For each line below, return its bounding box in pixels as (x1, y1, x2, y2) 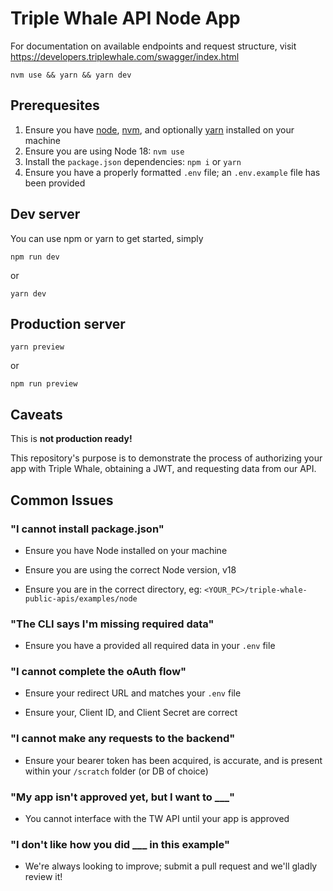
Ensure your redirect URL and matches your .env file (24, 687, 242, 699)
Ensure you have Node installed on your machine (24, 544, 228, 556)
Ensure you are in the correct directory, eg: (24, 583, 203, 595)
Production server (10, 315, 126, 332)
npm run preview (10, 379, 78, 389)
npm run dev (10, 252, 60, 262)
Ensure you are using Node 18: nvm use (24, 145, 185, 157)
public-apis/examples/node (24, 593, 138, 604)
